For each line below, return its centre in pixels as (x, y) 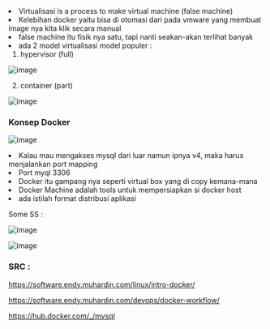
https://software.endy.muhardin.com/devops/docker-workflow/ (114, 300)
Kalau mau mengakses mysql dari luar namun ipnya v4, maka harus (131, 156)
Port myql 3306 (45, 173)
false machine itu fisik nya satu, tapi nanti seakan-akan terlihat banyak (136, 37)
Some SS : (26, 214)
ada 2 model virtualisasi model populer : (86, 45)
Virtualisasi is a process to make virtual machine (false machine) (126, 11)
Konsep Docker (39, 122)
